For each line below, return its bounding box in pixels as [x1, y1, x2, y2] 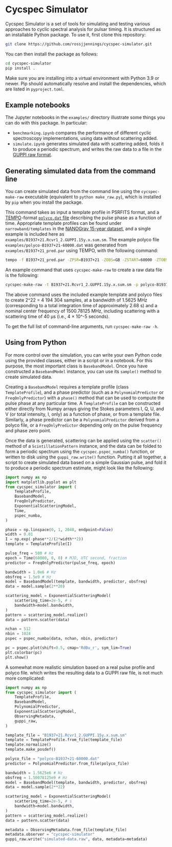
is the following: [5, 272, 39, 278]
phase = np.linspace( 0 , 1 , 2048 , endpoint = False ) [5, 527, 114, 532]
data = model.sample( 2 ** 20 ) [5, 584, 66, 589]
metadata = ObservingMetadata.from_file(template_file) [5, 827, 127, 832]
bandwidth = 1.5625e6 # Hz [5, 770, 63, 775]
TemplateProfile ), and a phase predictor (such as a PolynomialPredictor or [5, 389, 164, 395]
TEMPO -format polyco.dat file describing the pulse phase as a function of [5, 215, 162, 221]
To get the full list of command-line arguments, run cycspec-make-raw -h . [5, 323, 159, 329]
